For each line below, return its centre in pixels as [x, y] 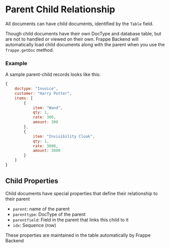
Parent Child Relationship [60, 9]
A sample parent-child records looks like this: [53, 74]
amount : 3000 [46, 151]
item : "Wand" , [48, 108]
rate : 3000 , [45, 146]
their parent [18, 199]
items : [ [24, 98]
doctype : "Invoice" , [36, 89]
